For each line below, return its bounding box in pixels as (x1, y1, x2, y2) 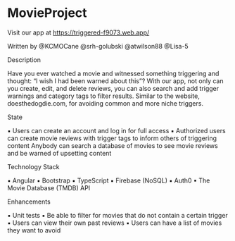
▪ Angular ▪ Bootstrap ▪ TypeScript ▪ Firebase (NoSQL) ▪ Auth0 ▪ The (7, 176, 210, 185)
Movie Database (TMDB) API (7, 183, 91, 192)
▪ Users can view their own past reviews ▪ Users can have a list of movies (7, 218, 222, 227)
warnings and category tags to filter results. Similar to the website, (7, 92, 201, 100)
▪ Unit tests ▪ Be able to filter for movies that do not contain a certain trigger (7, 211, 229, 219)
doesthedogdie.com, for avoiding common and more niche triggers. (7, 99, 204, 107)
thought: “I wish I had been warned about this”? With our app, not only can (7, 76, 224, 85)
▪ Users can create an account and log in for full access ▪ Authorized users (7, 126, 227, 135)
